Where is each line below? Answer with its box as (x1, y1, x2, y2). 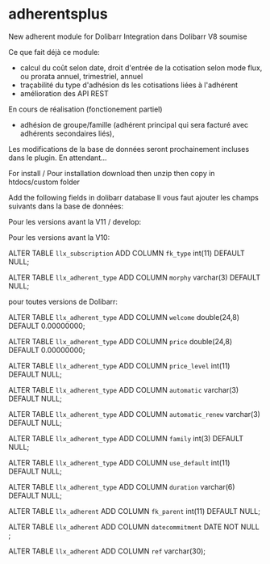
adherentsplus (8, 5, 108, 23)
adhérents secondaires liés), (19, 128, 114, 138)
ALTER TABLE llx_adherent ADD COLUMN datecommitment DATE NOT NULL (8, 522, 260, 532)
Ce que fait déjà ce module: (8, 47, 101, 57)
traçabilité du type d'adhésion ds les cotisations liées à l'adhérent (19, 80, 239, 90)
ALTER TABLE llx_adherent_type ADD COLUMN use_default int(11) (8, 457, 231, 467)
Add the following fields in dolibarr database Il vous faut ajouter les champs (8, 192, 260, 202)
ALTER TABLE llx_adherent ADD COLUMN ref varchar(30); (8, 546, 206, 556)
